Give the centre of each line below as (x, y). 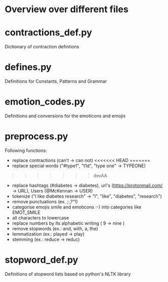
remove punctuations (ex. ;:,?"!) (45, 201)
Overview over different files (67, 9)
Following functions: (26, 150)
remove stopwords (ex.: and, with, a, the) (55, 228)
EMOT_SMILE (26, 212)
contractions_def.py (48, 33)
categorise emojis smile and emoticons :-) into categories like (77, 207)
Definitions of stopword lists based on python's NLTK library (68, 274)
